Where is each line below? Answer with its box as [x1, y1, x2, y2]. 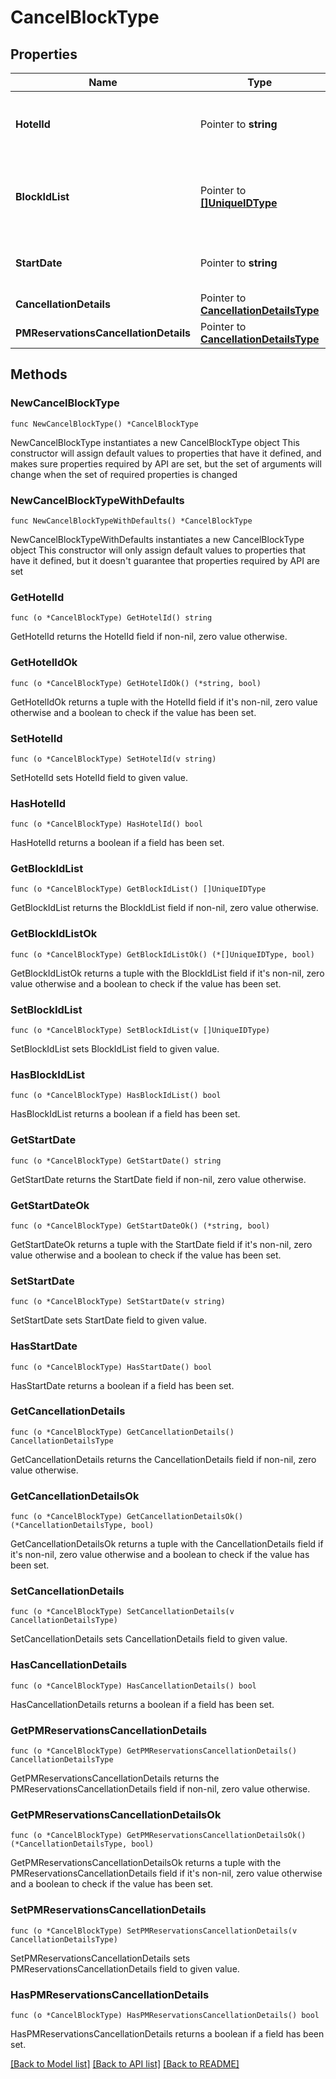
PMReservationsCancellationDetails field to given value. [10, 1962, 240, 1975]
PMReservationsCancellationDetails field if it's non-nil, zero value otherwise [10, 1867, 323, 1880]
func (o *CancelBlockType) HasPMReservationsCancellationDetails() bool [10, 2010, 320, 2020]
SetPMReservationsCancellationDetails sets [10, 1952, 191, 1964]
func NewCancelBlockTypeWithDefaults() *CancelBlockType [10, 516, 253, 526]
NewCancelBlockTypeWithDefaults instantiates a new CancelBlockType [10, 533, 305, 545]
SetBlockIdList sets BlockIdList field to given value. [10, 1043, 220, 1055]
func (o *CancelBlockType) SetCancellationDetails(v [10, 1607, 235, 1617]
